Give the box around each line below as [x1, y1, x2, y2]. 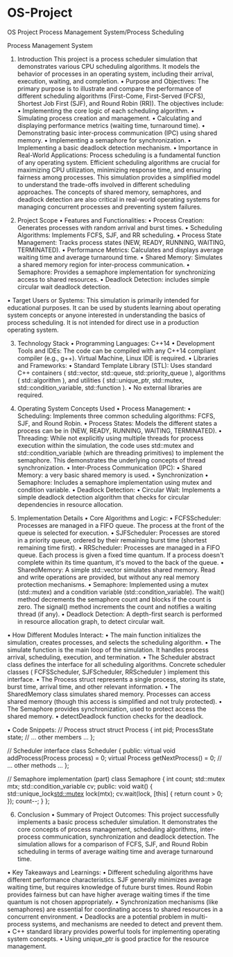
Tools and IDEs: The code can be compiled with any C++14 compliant [17, 346, 216, 355]
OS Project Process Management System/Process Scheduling [7, 28, 184, 36]
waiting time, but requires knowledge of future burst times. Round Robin [7, 883, 213, 891]
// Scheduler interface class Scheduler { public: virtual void [7, 746, 175, 755]
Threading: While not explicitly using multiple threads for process [17, 433, 204, 442]
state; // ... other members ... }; [7, 732, 95, 741]
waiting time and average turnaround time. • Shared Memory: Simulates [17, 252, 223, 262]
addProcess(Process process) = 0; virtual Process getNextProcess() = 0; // [7, 753, 222, 762]
